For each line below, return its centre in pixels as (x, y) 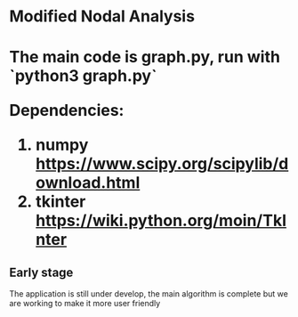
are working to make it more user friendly (85, 304)
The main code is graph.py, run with (145, 57)
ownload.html (88, 183)
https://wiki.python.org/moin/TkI (161, 221)
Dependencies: (67, 111)
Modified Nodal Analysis (102, 16)
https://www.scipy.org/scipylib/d (162, 164)
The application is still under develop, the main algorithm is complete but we (149, 294)
